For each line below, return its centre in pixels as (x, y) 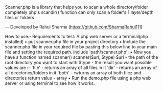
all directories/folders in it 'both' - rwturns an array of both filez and (73, 73)
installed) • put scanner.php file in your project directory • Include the (75, 42)
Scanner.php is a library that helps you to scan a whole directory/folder (77, 7)
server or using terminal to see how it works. (50, 83)
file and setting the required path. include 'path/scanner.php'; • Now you (78, 52)
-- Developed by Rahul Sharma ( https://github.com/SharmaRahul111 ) (74, 27)
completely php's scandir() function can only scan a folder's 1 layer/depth (79, 12)
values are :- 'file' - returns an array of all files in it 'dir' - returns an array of (81, 68)
